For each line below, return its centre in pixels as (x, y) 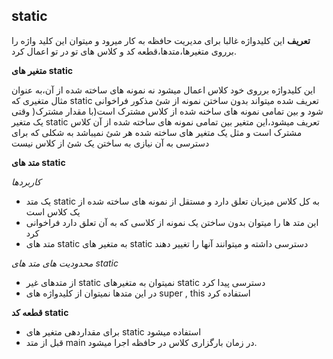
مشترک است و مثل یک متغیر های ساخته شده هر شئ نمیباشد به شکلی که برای (157, 132)
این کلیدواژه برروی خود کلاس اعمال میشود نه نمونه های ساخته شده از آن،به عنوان (163, 90)
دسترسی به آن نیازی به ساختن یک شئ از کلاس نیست (110, 143)
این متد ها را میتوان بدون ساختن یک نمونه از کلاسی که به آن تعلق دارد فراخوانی (172, 222)
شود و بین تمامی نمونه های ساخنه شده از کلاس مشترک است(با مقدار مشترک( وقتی (167, 111)
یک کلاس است (53, 211)
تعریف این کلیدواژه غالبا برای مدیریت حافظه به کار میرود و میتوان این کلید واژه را (161, 40)
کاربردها (26, 181)
